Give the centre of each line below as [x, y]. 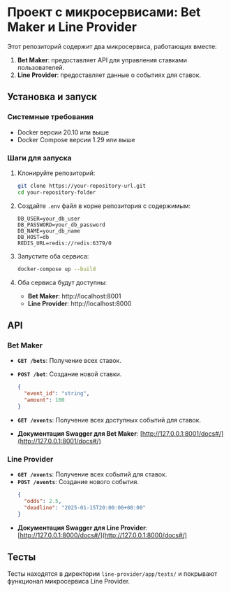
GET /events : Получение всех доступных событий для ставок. [109, 420]
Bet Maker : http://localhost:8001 [74, 296]
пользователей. [41, 67]
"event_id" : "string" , [57, 394]
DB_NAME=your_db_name [49, 231]
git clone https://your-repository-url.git [82, 186]
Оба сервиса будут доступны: [62, 282]
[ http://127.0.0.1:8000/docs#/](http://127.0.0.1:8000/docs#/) [102, 535]
